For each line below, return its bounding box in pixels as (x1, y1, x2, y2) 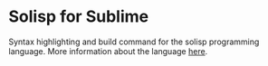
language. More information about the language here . (8, 45, 208, 56)
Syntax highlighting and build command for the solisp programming (8, 36, 260, 47)
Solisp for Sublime (8, 6, 149, 27)
